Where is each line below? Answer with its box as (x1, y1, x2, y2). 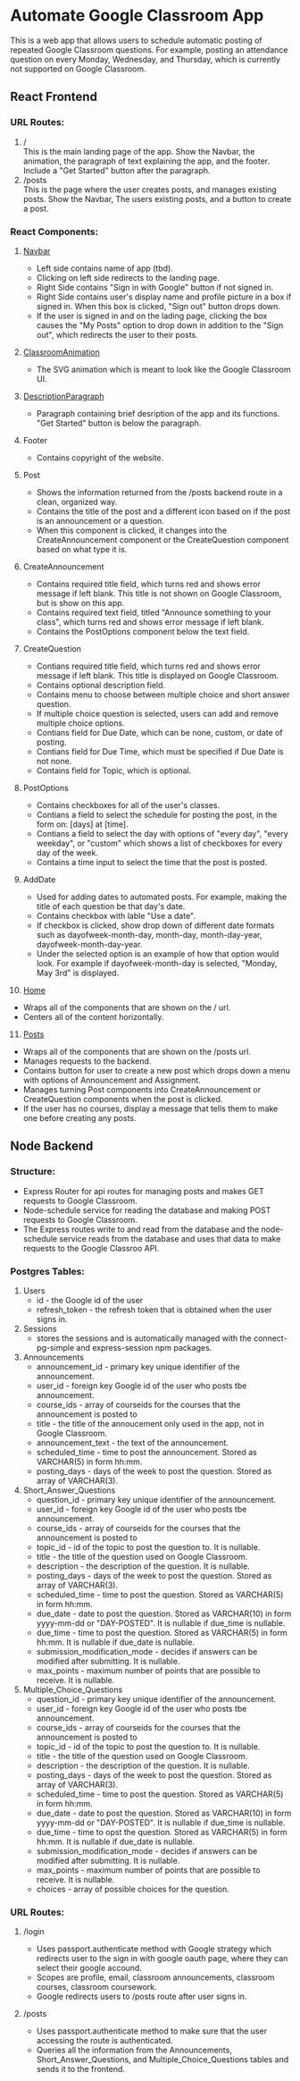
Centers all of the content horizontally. (22, 1011, 164, 1022)
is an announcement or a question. (36, 515, 164, 526)
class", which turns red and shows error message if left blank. (36, 616, 264, 627)
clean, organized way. (36, 496, 118, 507)
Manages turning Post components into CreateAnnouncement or (22, 1083, 262, 1095)
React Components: (10, 225, 99, 238)
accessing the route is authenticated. (36, 2035, 173, 2046)
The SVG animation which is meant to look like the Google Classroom (36, 364, 291, 375)
